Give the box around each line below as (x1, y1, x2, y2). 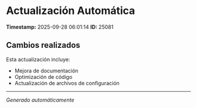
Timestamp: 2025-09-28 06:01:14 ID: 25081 (6, 23, 114, 30)
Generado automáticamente (6, 96, 74, 103)
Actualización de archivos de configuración (14, 79, 120, 86)
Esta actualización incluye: (6, 55, 70, 62)
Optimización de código (14, 73, 73, 80)
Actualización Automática (6, 4, 135, 18)
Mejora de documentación (14, 67, 79, 74)
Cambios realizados (6, 40, 80, 50)
